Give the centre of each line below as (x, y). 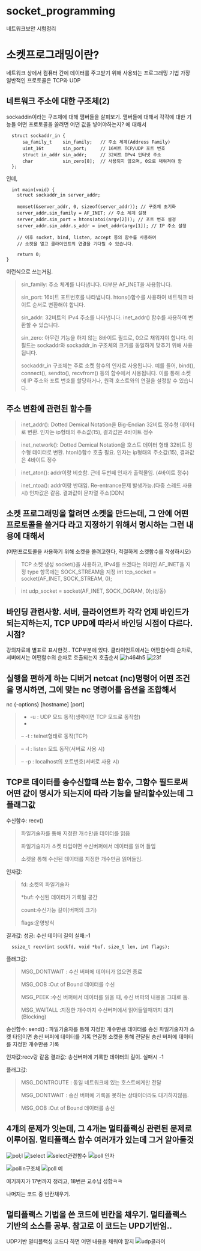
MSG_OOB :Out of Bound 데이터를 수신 (68, 984)
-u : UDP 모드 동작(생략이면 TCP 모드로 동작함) (85, 717)
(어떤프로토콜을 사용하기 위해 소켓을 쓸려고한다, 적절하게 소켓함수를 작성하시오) (99, 552)
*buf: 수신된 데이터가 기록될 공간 (59, 897)
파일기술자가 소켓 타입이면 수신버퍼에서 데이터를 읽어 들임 (88, 846)
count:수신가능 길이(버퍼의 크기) (59, 910)
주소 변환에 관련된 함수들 (49, 409)
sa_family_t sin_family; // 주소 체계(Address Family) (96, 142)
